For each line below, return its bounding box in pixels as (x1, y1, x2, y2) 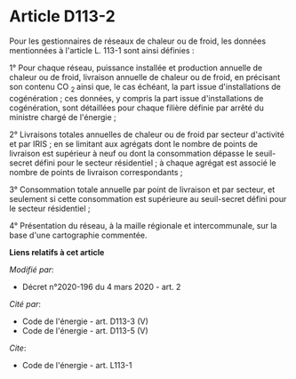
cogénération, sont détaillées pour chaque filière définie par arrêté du (9, 102, 264, 113)
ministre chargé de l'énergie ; (9, 111, 117, 122)
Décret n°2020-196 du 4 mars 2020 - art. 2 (21, 281, 181, 292)
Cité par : (9, 298, 42, 309)
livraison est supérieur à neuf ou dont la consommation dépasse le (9, 148, 253, 158)
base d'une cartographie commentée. (9, 230, 148, 240)
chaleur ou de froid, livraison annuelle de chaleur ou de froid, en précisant (9, 71, 281, 82)
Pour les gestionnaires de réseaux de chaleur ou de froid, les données (9, 36, 267, 46)
